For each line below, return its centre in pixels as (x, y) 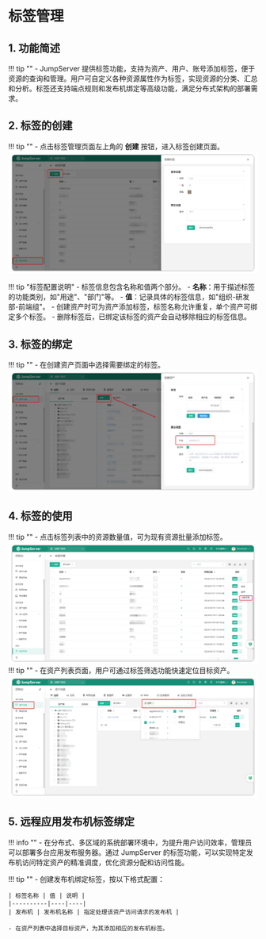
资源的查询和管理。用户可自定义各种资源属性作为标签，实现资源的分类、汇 (129, 79)
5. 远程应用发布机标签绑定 (71, 822)
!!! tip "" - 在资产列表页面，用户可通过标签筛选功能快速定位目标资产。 (121, 671)
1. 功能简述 (34, 48)
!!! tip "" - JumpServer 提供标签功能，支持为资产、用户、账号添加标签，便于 (132, 69)
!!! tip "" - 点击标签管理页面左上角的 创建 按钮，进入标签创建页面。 (116, 146)
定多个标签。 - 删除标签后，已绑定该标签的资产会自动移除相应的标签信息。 (130, 317)
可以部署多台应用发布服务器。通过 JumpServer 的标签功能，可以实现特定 (127, 852)
